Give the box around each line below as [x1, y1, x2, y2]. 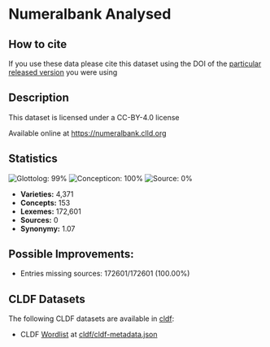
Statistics [8, 152, 59, 166]
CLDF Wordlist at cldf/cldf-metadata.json [20, 330, 158, 340]
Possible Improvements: [8, 247, 134, 261]
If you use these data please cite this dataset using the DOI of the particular [8, 59, 262, 68]
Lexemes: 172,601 [20, 206, 81, 216]
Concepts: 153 [20, 197, 71, 207]
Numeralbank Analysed [8, 5, 172, 24]
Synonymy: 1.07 [20, 223, 76, 233]
